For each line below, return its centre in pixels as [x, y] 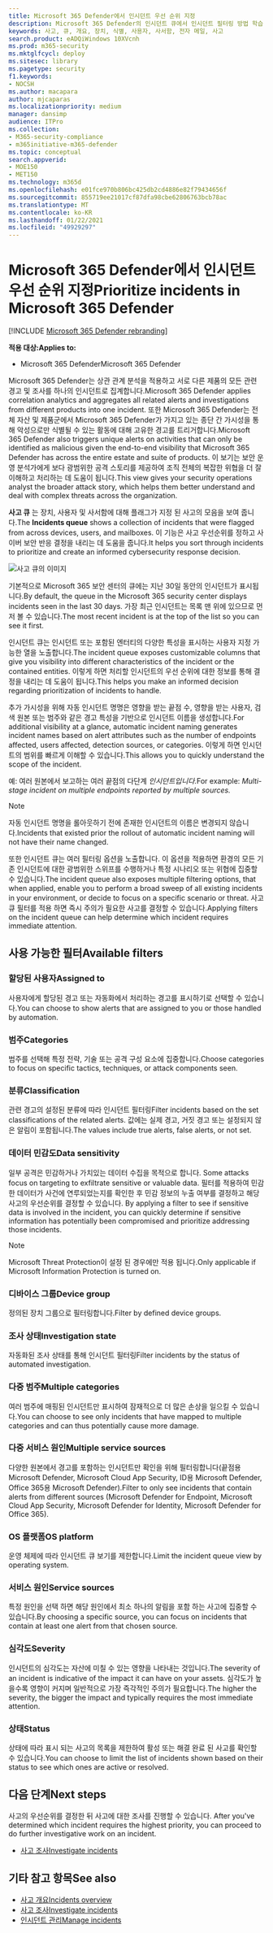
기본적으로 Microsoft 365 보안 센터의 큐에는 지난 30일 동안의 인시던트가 [123, 586]
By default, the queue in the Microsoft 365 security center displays [135, 596]
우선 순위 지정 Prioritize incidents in [125, 291]
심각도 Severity [37, 1648]
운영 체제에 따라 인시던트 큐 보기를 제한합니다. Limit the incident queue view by [135, 1556]
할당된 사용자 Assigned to [57, 979]
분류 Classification [44, 1090]
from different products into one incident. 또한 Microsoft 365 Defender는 [129, 410]
